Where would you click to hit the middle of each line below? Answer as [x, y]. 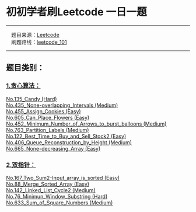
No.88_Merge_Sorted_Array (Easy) [48, 184]
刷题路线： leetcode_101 [39, 42]
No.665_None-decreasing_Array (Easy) [53, 148]
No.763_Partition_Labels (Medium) [48, 130]
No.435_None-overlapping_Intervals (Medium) [62, 105]
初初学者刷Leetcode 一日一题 [76, 12]
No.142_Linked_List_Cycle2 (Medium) [51, 190]
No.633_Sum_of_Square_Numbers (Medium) [60, 203]
